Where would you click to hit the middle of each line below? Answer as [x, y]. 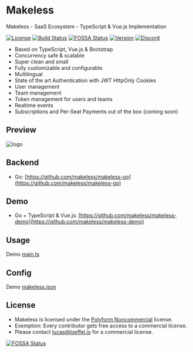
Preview [21, 130]
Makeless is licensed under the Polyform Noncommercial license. [94, 319]
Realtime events [34, 105]
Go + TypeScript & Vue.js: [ [48, 215]
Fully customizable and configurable [58, 67]
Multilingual [28, 74]
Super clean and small [41, 62]
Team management [38, 93]
